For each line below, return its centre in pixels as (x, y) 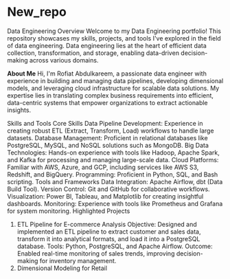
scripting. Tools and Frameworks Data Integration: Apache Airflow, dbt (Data (115, 181)
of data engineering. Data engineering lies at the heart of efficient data (107, 45)
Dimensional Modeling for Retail (62, 268)
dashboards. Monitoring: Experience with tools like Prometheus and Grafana (115, 203)
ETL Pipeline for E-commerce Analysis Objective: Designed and (107, 224)
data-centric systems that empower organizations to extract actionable (107, 102)
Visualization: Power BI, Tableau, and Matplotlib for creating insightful (105, 196)
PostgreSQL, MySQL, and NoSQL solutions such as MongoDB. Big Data (108, 145)
